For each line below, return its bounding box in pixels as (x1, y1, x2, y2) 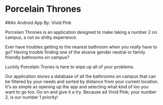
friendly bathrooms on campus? (5, 54, 70, 60)
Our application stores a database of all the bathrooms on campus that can (5, 73, 156, 79)
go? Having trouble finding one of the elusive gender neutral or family (5, 49, 145, 55)
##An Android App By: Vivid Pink (5, 20, 72, 26)
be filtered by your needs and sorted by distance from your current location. (5, 79, 159, 84)
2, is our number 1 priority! (5, 94, 58, 100)
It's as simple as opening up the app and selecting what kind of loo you (5, 83, 149, 89)
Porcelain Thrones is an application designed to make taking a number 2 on (5, 29, 158, 35)
